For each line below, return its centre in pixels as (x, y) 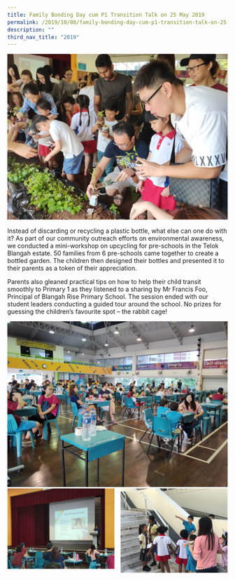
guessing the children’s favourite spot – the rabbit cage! (87, 311)
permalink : (23, 22)
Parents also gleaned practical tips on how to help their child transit (104, 282)
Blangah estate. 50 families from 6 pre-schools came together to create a (113, 253)
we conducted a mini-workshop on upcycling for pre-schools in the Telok (113, 246)
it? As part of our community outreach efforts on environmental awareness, (116, 238)
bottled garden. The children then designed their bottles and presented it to (116, 261)
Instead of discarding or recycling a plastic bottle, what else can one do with (117, 231)
